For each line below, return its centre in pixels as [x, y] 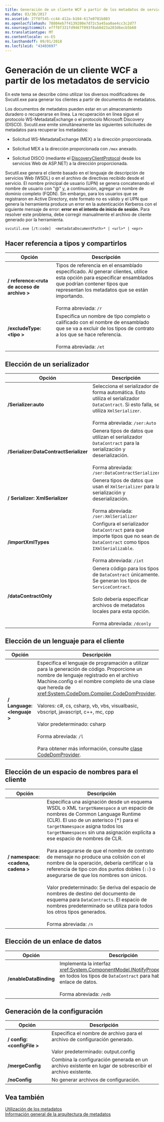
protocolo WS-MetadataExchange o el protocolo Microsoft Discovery [74, 119]
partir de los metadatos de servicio [77, 80]
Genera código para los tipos [126, 569]
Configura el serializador [121, 524]
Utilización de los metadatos [34, 1109]
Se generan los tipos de [120, 581]
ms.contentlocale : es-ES [30, 37]
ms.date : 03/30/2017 [26, 14]
